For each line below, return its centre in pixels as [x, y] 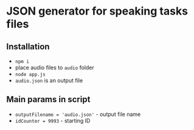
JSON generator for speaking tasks [97, 11]
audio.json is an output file [49, 80]
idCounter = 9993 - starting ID [53, 120]
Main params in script [48, 99]
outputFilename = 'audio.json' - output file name [78, 114]
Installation [28, 46]
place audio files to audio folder [54, 67]
